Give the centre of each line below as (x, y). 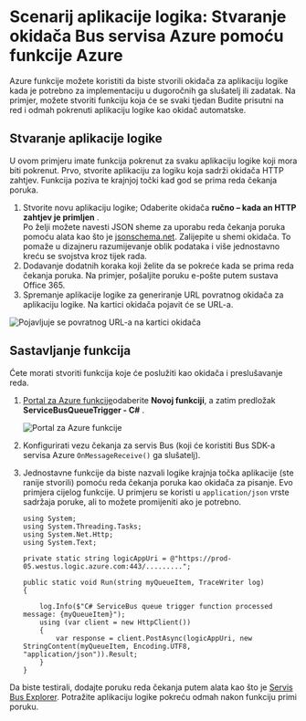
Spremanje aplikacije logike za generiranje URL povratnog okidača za (153, 295)
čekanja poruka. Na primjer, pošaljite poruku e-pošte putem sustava (150, 275)
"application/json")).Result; (80, 654)
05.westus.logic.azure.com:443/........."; (107, 566)
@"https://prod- (201, 559)
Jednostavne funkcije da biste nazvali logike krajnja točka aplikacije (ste (158, 473)
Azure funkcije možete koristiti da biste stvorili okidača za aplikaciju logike (149, 80)
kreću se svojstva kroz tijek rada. (85, 256)
